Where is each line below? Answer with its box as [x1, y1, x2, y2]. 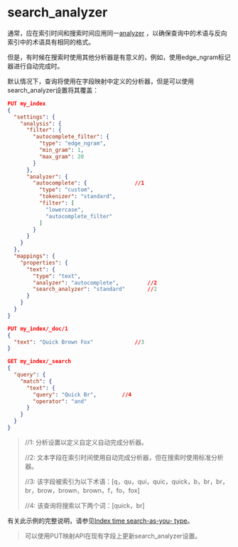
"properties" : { [20, 259, 69, 266]
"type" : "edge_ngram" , [38, 140, 107, 147]
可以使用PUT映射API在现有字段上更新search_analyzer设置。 [24, 531, 202, 540]
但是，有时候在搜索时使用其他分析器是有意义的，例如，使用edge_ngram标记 [7, 53, 231, 61]
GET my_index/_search [7, 358, 72, 365]
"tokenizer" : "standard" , [38, 193, 116, 200]
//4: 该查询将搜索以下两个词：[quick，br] [24, 501, 145, 510]
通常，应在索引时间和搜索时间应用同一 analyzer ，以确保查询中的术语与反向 [7, 29, 227, 37]
